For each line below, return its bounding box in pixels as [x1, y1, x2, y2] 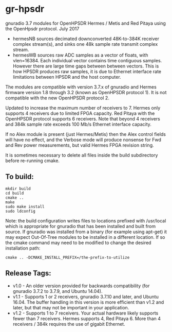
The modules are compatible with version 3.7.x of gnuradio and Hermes [5, 83, 157, 90]
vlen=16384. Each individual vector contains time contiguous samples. [12, 57, 162, 63]
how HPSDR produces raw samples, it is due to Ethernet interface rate [12, 68, 162, 75]
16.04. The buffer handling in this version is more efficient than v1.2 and [12, 299, 164, 305]
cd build [5, 190, 24, 196]
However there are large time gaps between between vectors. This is [12, 63, 159, 69]
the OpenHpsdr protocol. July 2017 [5, 25, 80, 31]
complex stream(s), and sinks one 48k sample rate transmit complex [12, 41, 158, 47]
